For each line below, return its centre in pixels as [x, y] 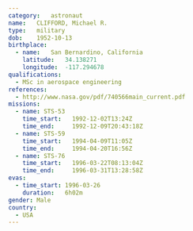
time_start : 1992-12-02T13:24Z [78, 119]
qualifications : [35, 75]
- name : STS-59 [40, 133]
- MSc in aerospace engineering [69, 82]
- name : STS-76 [40, 156]
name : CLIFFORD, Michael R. [58, 23]
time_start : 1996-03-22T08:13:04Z [83, 164]
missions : [25, 104]
